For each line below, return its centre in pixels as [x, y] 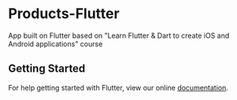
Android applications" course [56, 43]
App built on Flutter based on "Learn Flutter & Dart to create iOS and [119, 35]
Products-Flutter [64, 14]
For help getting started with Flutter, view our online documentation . [118, 87]
